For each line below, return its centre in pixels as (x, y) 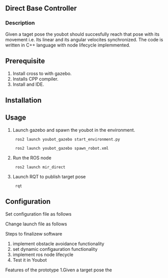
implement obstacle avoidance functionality (58, 244)
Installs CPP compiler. (35, 79)
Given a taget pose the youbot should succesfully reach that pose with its (82, 34)
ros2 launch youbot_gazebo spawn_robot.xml (62, 148)
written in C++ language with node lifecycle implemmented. (68, 45)
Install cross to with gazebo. (42, 73)
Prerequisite (25, 61)
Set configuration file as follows (38, 214)
